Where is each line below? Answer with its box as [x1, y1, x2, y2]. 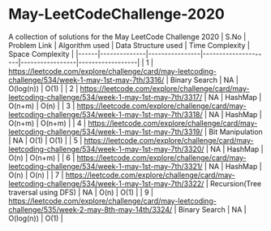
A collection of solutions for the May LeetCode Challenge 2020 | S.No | [8, 32, 247, 41]
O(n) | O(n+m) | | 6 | [8, 152, 75, 163]
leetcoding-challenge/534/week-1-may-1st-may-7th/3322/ [8, 178, 204, 188]
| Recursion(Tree [205, 178, 262, 188]
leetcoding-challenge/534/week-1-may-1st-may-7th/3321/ [8, 161, 203, 171]
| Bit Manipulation [204, 127, 264, 137]
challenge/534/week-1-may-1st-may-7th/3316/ [8, 75, 165, 85]
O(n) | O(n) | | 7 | [8, 170, 64, 180]
